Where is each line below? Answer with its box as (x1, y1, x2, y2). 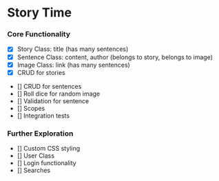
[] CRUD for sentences (17, 82, 82, 90)
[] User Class (17, 151, 55, 160)
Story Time (7, 5, 72, 21)
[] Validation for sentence (17, 96, 90, 105)
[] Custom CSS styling (17, 145, 81, 153)
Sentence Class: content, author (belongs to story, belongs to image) (17, 53, 213, 61)
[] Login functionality (17, 159, 77, 167)
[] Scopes (17, 104, 45, 112)
